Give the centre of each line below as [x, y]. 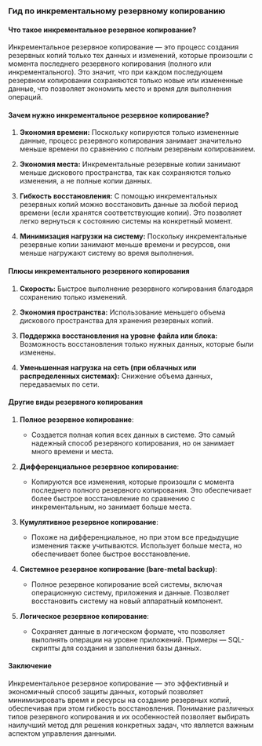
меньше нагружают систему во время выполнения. [107, 253]
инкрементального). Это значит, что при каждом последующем [116, 72]
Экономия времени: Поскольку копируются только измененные [129, 133]
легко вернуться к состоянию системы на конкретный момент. [126, 221]
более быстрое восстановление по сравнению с [113, 498]
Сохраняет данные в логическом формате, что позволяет [128, 631]
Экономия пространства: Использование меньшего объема [122, 312]
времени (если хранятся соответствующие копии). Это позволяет [131, 213]
